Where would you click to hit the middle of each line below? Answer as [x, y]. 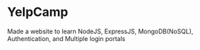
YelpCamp [38, 12]
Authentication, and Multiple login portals [66, 38]
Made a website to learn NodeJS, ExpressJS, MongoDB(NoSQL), [100, 31]
